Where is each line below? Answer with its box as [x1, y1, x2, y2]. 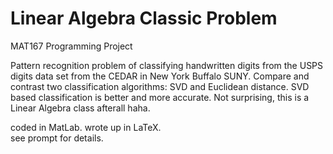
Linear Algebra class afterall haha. [10, 102, 151, 114]
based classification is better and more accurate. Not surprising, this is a [10, 91, 310, 103]
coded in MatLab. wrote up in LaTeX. [10, 121, 162, 133]
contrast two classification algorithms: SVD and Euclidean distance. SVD [10, 80, 310, 92]
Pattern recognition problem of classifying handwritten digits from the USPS [10, 59, 324, 71]
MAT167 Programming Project [10, 40, 133, 52]
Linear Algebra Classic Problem [10, 7, 278, 30]
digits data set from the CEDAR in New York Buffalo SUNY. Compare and [10, 70, 310, 82]
